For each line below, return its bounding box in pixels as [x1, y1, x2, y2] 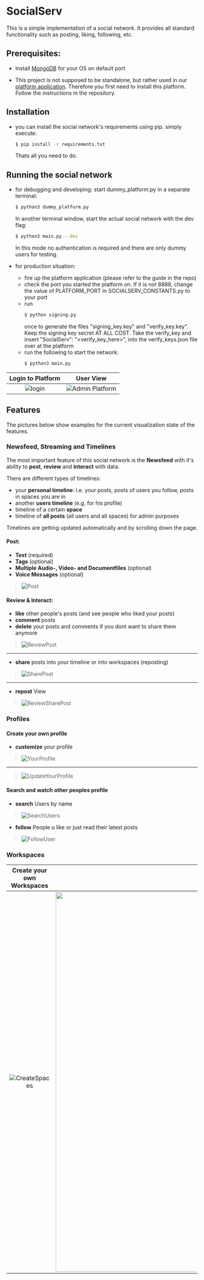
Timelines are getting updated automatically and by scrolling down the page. [6, 524, 198, 531]
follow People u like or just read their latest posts [15, 823, 138, 830]
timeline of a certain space [15, 505, 83, 513]
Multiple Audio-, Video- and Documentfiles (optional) [15, 564, 152, 572]
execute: [15, 129, 38, 137]
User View [75, 374, 107, 382]
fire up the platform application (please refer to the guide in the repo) [24, 275, 197, 281]
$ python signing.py [24, 312, 76, 318]
